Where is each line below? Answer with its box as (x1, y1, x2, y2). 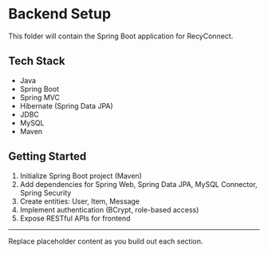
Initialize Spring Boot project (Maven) (19, 171, 142, 181)
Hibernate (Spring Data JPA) (19, 101, 113, 110)
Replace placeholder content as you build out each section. (8, 236, 203, 246)
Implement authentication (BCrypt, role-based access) (19, 204, 199, 214)
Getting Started (8, 149, 87, 164)
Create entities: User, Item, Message (19, 196, 140, 206)
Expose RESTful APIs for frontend (19, 213, 131, 223)
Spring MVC (19, 93, 61, 102)
